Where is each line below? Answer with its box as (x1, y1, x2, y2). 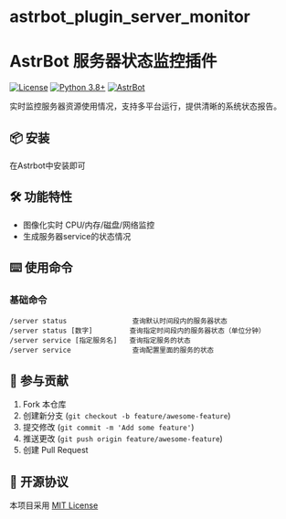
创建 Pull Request (22, 445, 89, 456)
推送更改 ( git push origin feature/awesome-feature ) (22, 433, 224, 444)
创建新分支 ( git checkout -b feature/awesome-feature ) (22, 410, 231, 421)
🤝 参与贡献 (9, 373, 69, 388)
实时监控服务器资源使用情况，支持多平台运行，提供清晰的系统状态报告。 (9, 101, 281, 111)
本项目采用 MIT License (9, 500, 99, 511)
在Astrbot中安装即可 (9, 160, 86, 171)
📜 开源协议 (9, 473, 69, 490)
